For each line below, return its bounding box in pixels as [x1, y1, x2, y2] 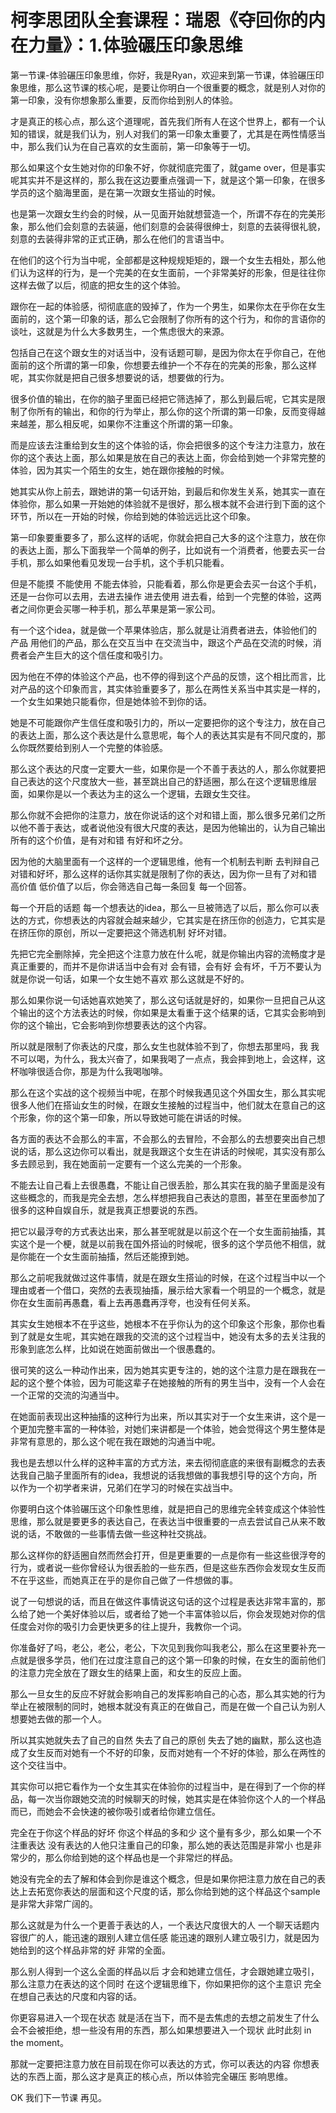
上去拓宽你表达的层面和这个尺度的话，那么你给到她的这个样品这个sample [18, 1885, 321, 1897]
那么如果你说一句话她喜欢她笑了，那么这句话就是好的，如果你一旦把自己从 [10, 994, 317, 1006]
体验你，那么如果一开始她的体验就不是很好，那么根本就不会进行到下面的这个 [10, 497, 326, 510]
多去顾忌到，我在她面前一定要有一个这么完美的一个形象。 [10, 1157, 247, 1170]
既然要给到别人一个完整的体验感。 [27, 741, 168, 753]
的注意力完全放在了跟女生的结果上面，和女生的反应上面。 [10, 1666, 247, 1678]
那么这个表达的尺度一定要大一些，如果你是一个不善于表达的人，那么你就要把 [10, 762, 326, 775]
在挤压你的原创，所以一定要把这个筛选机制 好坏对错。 [10, 926, 232, 938]
